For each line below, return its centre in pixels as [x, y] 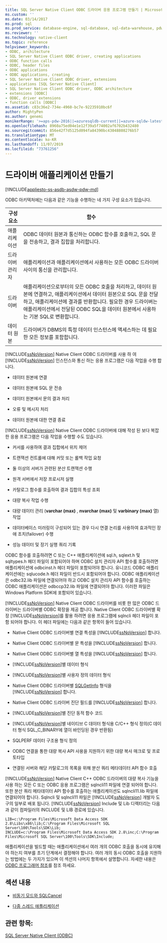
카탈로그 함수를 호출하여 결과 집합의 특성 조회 [56, 489]
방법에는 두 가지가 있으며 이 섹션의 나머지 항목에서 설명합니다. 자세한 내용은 [83, 859]
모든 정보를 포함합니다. [54, 337]
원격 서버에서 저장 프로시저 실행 [43, 479]
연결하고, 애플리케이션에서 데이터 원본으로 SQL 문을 [91, 294]
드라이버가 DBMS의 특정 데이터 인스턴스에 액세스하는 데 [85, 329]
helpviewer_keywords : [28, 47]
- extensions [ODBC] [27, 93]
